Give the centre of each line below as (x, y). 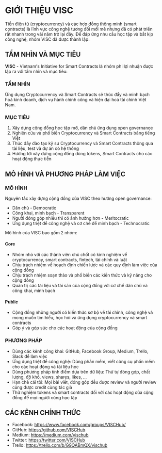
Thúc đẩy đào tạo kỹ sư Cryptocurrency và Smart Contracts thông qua (83, 144)
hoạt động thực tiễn (32, 159)
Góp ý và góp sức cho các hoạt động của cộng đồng (65, 328)
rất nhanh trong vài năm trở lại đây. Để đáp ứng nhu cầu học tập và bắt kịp (79, 34)
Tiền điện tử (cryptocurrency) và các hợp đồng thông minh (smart (71, 24)
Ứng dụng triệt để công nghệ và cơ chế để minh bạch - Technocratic (81, 224)
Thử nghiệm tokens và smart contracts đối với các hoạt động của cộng (83, 392)
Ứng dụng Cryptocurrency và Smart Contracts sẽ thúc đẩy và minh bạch (77, 95)
